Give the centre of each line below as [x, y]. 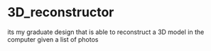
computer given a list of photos [53, 39]
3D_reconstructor [61, 12]
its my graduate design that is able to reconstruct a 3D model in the [106, 32]
